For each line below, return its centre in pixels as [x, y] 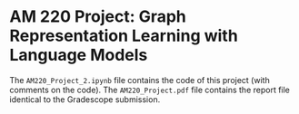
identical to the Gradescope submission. [85, 99]
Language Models [79, 55]
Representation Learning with [124, 36]
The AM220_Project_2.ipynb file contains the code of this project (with [140, 80]
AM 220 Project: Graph [98, 17]
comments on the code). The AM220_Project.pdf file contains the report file [150, 90]
